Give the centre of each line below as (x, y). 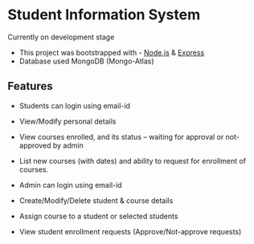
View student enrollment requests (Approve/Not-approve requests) (130, 231)
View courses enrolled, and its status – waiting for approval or (121, 136)
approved (35, 145)
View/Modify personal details (68, 121)
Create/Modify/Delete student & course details (96, 200)
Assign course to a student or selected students (98, 216)
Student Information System (104, 15)
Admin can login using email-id (70, 185)
